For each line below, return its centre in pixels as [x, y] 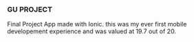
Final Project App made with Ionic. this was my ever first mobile [97, 24]
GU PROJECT [30, 9]
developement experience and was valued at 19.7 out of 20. [92, 31]
